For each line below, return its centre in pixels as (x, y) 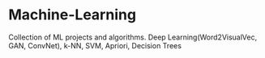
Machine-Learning (72, 15)
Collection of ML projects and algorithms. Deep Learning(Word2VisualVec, (133, 37)
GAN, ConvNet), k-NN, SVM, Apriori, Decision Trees (95, 45)
